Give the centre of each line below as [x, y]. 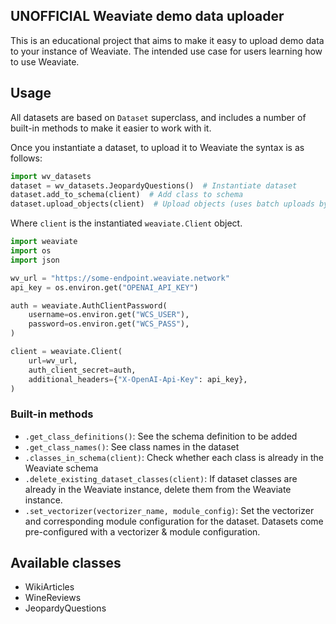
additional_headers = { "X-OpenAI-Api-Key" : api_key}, [138, 379]
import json [35, 260]
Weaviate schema [61, 468]
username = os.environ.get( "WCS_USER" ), [109, 315]
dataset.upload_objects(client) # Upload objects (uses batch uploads [162, 204]
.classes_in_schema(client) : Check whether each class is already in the [174, 457]
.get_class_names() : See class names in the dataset [132, 446]
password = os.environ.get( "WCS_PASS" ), [109, 324]
